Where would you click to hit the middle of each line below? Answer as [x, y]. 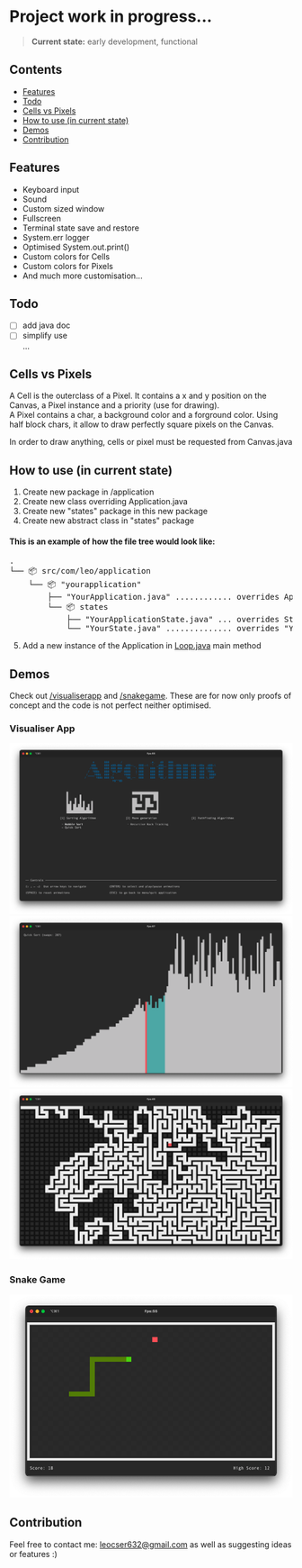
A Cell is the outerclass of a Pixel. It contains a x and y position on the [138, 396]
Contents [36, 70]
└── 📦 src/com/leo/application [80, 571]
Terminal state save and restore [80, 228]
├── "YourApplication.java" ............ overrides [164, 597]
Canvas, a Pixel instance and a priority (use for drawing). [115, 405]
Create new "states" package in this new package [115, 512]
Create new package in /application [88, 492]
